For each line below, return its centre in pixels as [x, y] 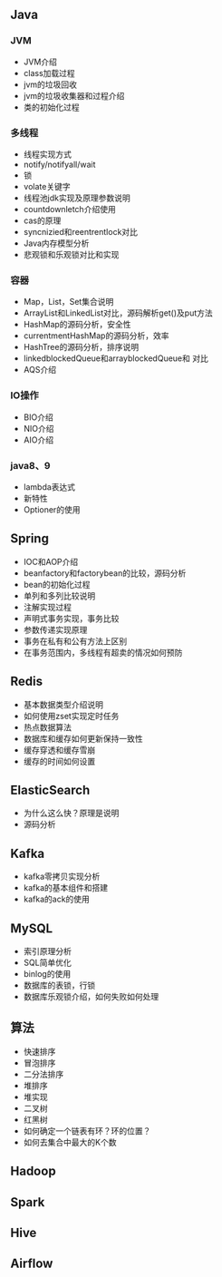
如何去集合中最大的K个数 [70, 1142]
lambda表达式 [49, 487]
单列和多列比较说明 [59, 595]
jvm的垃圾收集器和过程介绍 [74, 95]
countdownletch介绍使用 [69, 209]
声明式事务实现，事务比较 [71, 618]
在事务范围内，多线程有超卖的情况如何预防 [103, 652]
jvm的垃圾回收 [50, 84]
